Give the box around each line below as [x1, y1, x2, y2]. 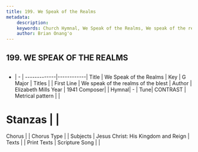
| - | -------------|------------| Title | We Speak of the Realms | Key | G [14, 73, 186, 80]
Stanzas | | [6, 113, 60, 127]
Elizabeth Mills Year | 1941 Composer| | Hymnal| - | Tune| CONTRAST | [14, 86, 187, 93]
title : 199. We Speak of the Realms [6, 8, 96, 15]
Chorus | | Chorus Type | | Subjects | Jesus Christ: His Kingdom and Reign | [6, 132, 190, 140]
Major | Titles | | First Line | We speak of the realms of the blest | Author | [14, 79, 192, 86]
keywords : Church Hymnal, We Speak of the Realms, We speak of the [16, 25, 186, 31]
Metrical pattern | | [14, 92, 61, 99]
